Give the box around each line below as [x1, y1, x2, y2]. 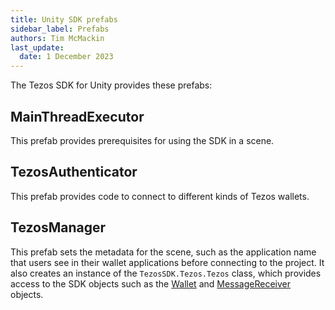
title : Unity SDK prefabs [10, 14, 118, 25]
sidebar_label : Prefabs [10, 24, 110, 34]
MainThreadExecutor [10, 108, 145, 125]
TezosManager [10, 219, 107, 236]
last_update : [10, 42, 65, 53]
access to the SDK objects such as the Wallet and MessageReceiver [10, 277, 292, 290]
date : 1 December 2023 [19, 52, 114, 62]
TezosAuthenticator [10, 164, 138, 181]
